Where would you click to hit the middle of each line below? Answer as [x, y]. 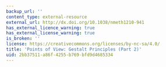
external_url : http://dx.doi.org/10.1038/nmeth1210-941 [75, 22]
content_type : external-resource [47, 17]
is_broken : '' [23, 38]
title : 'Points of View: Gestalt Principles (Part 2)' [74, 50]
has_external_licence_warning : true [50, 28]
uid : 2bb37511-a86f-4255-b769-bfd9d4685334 [60, 55]
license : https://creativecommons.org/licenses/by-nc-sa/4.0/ [83, 44]
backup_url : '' [24, 11]
